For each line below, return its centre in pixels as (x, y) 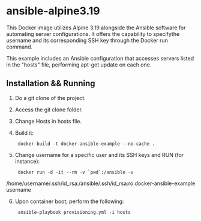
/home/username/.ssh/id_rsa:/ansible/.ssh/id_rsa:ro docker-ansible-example (101, 183)
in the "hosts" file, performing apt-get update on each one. (79, 65)
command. (19, 47)
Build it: (24, 132)
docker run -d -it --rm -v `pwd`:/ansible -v (76, 172)
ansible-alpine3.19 (53, 11)
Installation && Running (51, 84)
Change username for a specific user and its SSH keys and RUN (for (99, 155)
